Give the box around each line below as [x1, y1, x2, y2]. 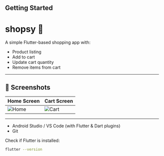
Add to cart [12, 54, 35, 60]
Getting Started [5, 4, 53, 12]
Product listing [12, 49, 41, 55]
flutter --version [5, 147, 42, 152]
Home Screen [7, 97, 40, 104]
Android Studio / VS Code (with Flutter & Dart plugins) [12, 123, 121, 129]
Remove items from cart [12, 64, 61, 70]
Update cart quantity [12, 59, 54, 65]
